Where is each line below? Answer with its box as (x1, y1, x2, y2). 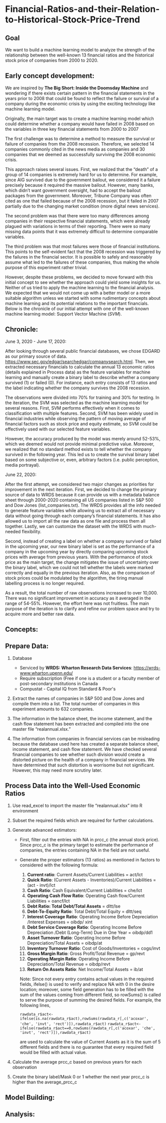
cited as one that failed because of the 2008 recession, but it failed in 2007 (5, 198, 159, 204)
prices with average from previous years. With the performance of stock (5, 554, 153, 560)
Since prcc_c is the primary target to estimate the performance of (19, 842, 154, 848)
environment (12, 807, 39, 813)
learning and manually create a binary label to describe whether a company (5, 374, 160, 380)
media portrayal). (5, 462, 41, 468)
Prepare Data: (5, 642, 49, 650)
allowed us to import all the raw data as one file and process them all (5, 518, 146, 524)
